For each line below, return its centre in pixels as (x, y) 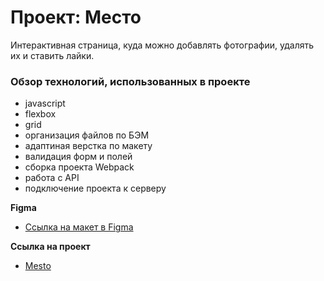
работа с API (52, 178)
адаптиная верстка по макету (88, 146)
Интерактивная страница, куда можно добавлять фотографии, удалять (162, 45)
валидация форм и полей (78, 157)
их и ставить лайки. (52, 55)
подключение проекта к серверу (95, 188)
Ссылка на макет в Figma (79, 227)
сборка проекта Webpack (79, 167)
